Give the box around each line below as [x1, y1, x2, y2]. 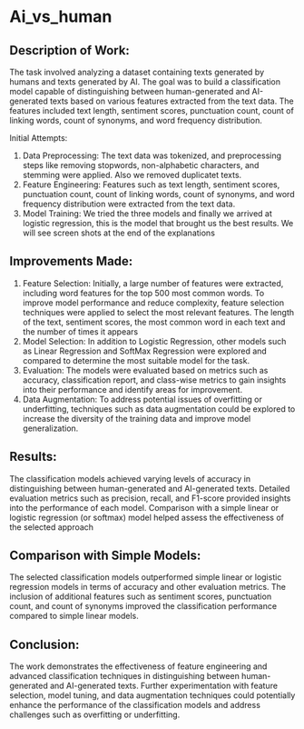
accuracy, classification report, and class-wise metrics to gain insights [22, 374, 287, 385]
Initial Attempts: [9, 133, 68, 143]
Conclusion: [9, 636, 80, 652]
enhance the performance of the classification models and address [9, 700, 261, 711]
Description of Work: [9, 43, 130, 58]
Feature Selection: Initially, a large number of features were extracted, [22, 277, 284, 288]
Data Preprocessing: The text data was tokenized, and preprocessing [22, 150, 282, 161]
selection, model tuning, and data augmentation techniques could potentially [9, 690, 296, 701]
